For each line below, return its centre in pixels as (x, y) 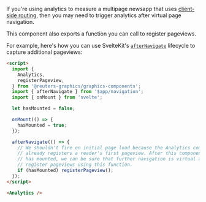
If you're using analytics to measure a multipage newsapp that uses (92, 9)
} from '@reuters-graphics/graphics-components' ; (76, 86)
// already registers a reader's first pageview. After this (97, 153)
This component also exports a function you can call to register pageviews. (101, 34)
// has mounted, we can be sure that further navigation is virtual (107, 159)
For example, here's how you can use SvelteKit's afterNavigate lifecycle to (101, 46)
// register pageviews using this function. (75, 165)
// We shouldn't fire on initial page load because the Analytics (104, 148)
